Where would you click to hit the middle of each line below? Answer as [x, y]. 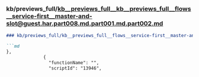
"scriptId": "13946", [75, 68]
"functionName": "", [74, 63]
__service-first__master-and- [49, 16]
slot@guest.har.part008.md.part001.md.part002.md [85, 24]
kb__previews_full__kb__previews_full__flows [124, 9]
